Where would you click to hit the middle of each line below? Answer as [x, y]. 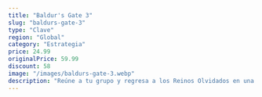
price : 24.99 [29, 52]
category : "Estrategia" [47, 45]
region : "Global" [36, 37]
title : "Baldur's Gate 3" [50, 15]
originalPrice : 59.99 [44, 59]
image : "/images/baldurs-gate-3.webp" [71, 74]
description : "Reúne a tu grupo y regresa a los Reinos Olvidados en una [131, 81]
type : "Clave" [31, 30]
